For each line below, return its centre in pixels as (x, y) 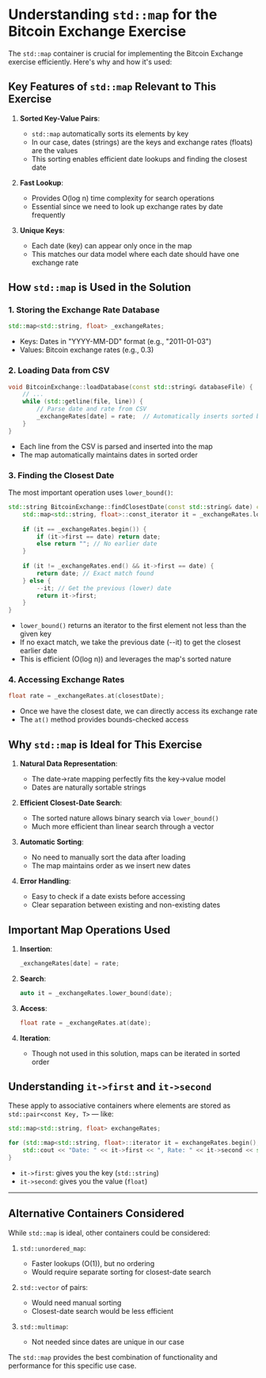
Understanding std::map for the (113, 15)
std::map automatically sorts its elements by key (110, 133)
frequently (48, 215)
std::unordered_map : (53, 1248)
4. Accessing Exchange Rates (66, 679)
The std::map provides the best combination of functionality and (113, 1357)
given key (35, 634)
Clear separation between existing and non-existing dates (126, 905)
